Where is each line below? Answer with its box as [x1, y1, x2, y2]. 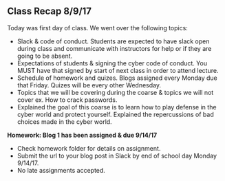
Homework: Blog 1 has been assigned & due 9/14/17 [7, 131, 158, 139]
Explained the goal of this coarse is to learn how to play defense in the [17, 103, 217, 111]
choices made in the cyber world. [17, 117, 112, 126]
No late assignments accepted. [17, 166, 105, 174]
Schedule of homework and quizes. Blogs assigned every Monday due [17, 74, 218, 82]
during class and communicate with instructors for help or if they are [17, 44, 212, 52]
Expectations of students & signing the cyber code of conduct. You [17, 58, 208, 67]
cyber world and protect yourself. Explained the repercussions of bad [17, 110, 215, 118]
